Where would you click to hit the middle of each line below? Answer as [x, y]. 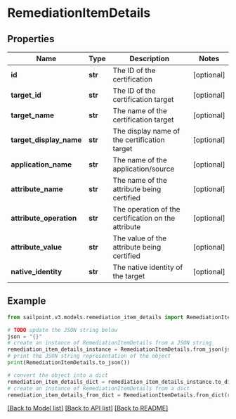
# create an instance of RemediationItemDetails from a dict [99, 388]
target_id [26, 95]
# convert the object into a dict [58, 375]
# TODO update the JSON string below [63, 330]
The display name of [146, 131]
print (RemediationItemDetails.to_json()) [69, 363]
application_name [41, 165]
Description [150, 59]
